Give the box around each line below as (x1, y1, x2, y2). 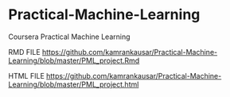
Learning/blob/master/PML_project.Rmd (8, 56, 140, 65)
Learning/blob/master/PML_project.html (8, 80, 139, 89)
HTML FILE (8, 71, 45, 80)
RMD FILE (8, 47, 41, 56)
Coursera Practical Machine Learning (8, 32, 131, 41)
